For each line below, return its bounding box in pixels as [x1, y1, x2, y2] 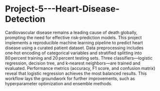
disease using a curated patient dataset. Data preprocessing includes [5, 45, 144, 51]
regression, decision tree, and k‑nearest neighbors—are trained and [5, 60, 141, 66]
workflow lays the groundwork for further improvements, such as [5, 76, 135, 81]
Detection [5, 13, 46, 25]
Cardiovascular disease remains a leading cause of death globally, [5, 29, 138, 35]
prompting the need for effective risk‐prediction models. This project [5, 35, 142, 40]
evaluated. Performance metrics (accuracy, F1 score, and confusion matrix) [5, 65, 156, 71]
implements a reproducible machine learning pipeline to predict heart [5, 39, 143, 45]
